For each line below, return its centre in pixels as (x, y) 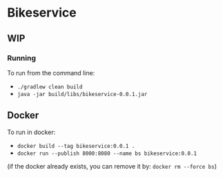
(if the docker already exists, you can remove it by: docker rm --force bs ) (112, 166)
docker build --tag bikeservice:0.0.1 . (76, 146)
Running (22, 58)
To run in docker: (31, 132)
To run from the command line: (51, 73)
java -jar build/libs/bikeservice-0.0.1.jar (82, 94)
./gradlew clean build (50, 87)
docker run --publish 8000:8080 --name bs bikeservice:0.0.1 (107, 153)
